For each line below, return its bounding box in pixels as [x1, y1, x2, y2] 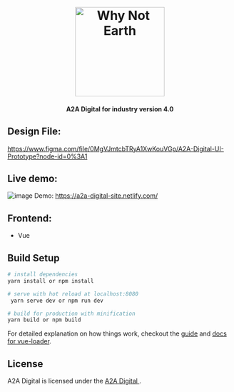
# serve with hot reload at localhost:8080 [7, 290, 139, 298]
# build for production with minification [7, 310, 136, 317]
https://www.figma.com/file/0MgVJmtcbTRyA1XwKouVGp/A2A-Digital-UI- [7, 144, 225, 153]
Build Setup [7, 252, 60, 264]
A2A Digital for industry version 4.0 [66, 104, 174, 113]
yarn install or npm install [7, 277, 94, 284]
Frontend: [7, 212, 52, 224]
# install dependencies [7, 271, 78, 278]
